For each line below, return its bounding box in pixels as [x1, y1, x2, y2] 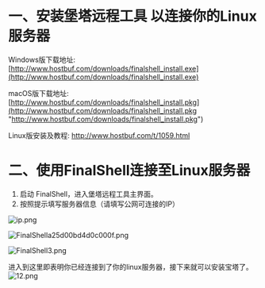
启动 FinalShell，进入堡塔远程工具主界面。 [19, 189, 159, 198]
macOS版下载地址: [8, 88, 69, 98]
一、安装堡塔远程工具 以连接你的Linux [8, 7, 258, 25]
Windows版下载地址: [8, 55, 76, 64]
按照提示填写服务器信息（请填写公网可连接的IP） [19, 199, 180, 209]
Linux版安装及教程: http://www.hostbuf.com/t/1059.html [8, 130, 190, 140]
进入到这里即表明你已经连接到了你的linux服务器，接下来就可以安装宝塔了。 [8, 262, 253, 271]
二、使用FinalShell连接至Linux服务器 [8, 162, 251, 179]
